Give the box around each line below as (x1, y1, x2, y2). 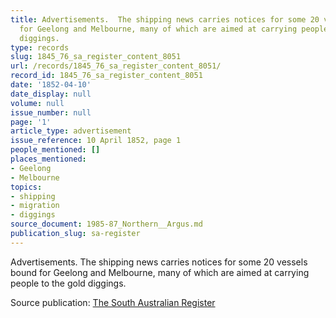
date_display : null (10, 89, 92, 99)
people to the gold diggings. (10, 277, 127, 289)
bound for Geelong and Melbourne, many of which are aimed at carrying (10, 266, 310, 278)
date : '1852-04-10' (10, 80, 92, 90)
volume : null (10, 98, 65, 108)
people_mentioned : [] (10, 145, 101, 155)
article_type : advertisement (10, 126, 132, 136)
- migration (10, 201, 60, 211)
